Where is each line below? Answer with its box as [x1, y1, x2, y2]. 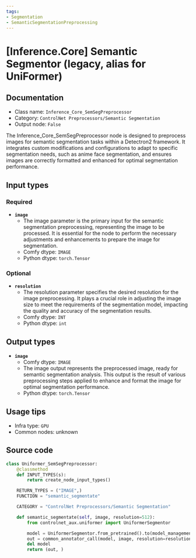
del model [27, 541, 51, 547]
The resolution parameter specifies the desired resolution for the [23, 289, 179, 296]
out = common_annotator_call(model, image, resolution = [27, 536, 166, 542]
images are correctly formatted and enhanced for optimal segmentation [6, 157, 178, 164]
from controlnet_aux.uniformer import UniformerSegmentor [27, 519, 171, 526]
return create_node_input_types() [27, 477, 111, 483]
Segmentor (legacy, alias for [6, 57, 146, 70]
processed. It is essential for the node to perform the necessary [23, 230, 177, 237]
